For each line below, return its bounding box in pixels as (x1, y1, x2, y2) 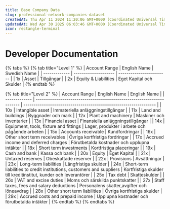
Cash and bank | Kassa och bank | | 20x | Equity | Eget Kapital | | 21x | (5, 150, 151, 156)
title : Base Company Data (5, 7, 60, 13)
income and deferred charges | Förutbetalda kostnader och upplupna (5, 140, 150, 146)
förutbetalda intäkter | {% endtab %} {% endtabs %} (5, 199, 115, 205)
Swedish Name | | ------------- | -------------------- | (5, 71, 117, 77)
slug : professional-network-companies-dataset (5, 12, 105, 17)
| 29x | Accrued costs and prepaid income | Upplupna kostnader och (5, 193, 148, 199)
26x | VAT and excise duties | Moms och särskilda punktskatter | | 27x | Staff (5, 177, 164, 183)
